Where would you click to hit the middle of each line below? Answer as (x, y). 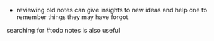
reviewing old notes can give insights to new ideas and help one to (112, 10)
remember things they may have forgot (72, 17)
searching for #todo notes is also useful (64, 30)
